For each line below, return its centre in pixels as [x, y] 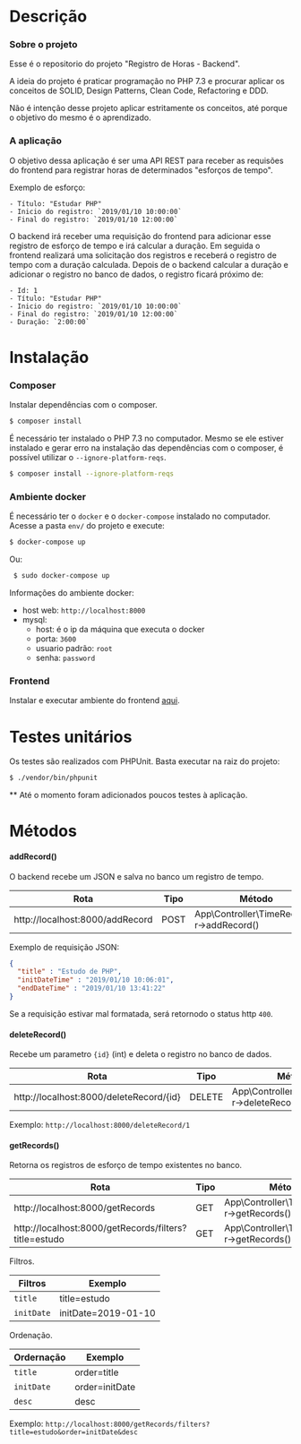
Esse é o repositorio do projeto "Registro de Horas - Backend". [125, 64]
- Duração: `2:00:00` [50, 322]
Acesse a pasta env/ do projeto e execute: [87, 526]
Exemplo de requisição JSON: [64, 947]
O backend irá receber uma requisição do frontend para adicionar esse [140, 236]
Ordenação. [31, 1336]
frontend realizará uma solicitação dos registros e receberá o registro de [143, 255]
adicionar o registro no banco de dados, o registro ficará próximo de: [137, 274]
